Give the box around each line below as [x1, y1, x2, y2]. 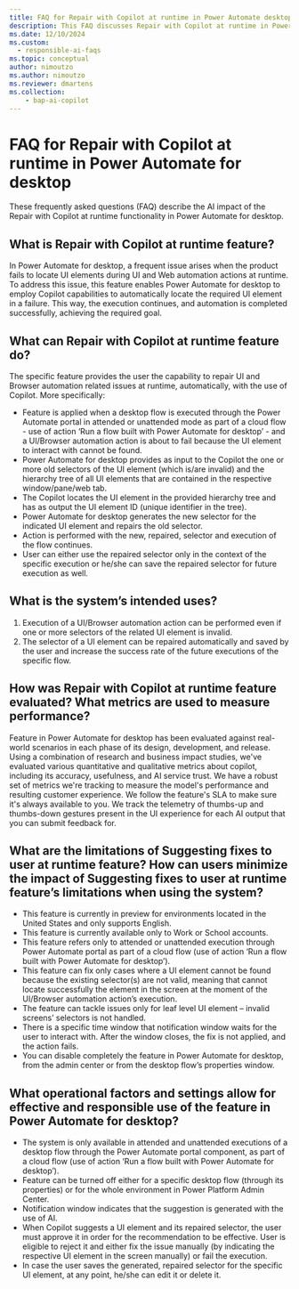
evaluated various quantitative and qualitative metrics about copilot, [9, 760, 258, 771]
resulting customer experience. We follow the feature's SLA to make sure [9, 789, 278, 799]
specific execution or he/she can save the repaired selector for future [21, 558, 278, 569]
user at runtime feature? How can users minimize [9, 856, 288, 872]
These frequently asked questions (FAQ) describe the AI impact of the [9, 201, 266, 212]
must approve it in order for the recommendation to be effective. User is [21, 1232, 287, 1243]
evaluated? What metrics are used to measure [9, 695, 271, 710]
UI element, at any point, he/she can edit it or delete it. [21, 1269, 222, 1280]
